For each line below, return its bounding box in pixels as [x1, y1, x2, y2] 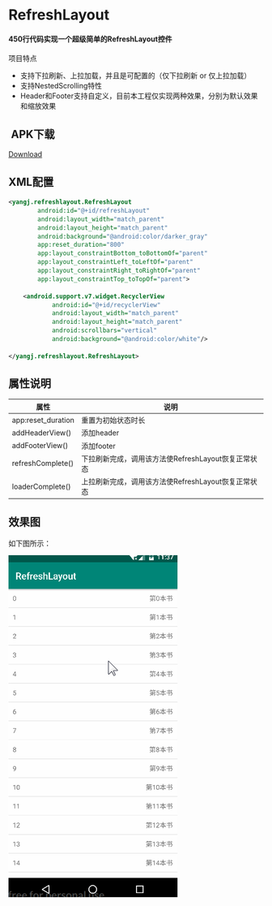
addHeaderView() [11, 428, 71, 438]
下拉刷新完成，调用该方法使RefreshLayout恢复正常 [81, 453, 251, 464]
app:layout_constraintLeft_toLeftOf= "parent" [37, 258, 194, 266]
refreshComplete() [11, 459, 74, 468]
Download [8, 149, 43, 159]
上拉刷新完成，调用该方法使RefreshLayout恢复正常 [81, 477, 251, 486]
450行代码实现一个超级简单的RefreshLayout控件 [8, 34, 172, 44]
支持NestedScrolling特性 [19, 81, 103, 91]
